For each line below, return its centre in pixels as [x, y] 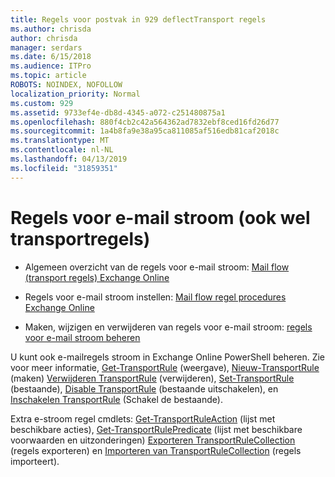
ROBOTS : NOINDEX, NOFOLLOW [66, 85]
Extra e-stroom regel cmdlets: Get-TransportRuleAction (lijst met [143, 418]
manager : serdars [46, 47]
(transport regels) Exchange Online [97, 277]
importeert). [35, 461]
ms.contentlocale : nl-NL [62, 150]
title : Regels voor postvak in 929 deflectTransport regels [138, 19]
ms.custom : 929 [42, 103]
